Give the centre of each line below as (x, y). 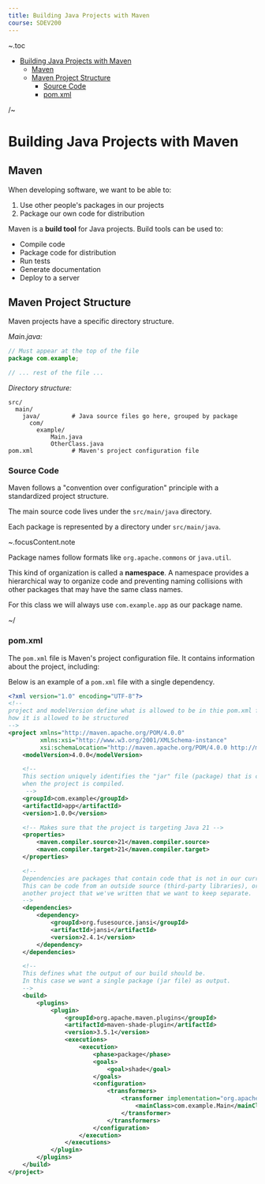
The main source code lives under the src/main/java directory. (110, 511)
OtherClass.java (77, 443)
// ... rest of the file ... (56, 373)
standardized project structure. (58, 496)
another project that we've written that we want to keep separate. (137, 893)
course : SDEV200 (35, 23)
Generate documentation (60, 269)
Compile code (42, 244)
